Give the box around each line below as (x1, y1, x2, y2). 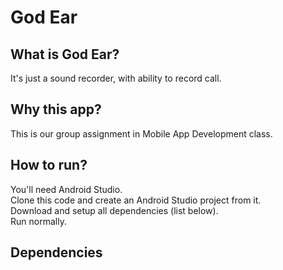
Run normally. (10, 215, 67, 227)
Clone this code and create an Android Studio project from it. (10, 194, 262, 206)
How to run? (10, 157, 88, 174)
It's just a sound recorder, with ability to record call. (10, 72, 222, 84)
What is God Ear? (10, 46, 120, 63)
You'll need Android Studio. (10, 183, 123, 195)
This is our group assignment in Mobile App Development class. (10, 127, 273, 140)
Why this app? (10, 101, 102, 118)
